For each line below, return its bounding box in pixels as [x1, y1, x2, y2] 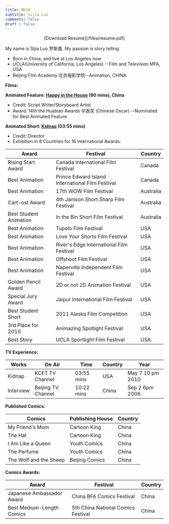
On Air [44, 361, 60, 368]
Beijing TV [34, 384, 59, 391]
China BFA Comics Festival [71, 493, 135, 500]
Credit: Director [12, 133, 45, 139]
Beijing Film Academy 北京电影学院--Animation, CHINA [12, 72, 127, 79]
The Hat [8, 432, 27, 439]
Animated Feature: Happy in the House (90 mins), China [5, 92, 125, 98]
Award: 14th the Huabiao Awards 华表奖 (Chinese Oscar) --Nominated [12, 108, 157, 114]
